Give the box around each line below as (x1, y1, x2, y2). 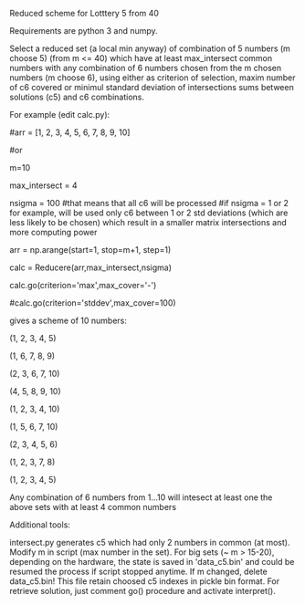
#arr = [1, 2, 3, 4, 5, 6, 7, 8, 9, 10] (9, 127, 131, 138)
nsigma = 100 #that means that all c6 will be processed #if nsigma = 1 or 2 (9, 198, 289, 208)
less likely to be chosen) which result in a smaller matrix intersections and (9, 217, 288, 227)
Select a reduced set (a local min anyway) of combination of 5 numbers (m (9, 43, 290, 54)
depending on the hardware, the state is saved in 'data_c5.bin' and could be (9, 557, 295, 567)
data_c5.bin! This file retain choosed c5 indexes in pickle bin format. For (9, 576, 280, 587)
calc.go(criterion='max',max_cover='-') (9, 280, 157, 290)
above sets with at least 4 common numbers (9, 502, 176, 512)
